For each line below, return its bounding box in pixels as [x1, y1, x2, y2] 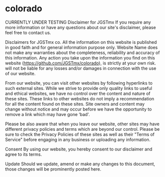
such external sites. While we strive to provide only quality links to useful [5, 85, 152, 91]
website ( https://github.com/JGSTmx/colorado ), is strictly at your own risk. [5, 60, 156, 66]
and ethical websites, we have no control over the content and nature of [5, 90, 151, 96]
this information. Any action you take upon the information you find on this [5, 55, 156, 60]
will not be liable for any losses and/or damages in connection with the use [5, 65, 156, 71]
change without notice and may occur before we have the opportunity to [5, 106, 152, 112]
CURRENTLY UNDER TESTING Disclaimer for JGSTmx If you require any [5, 19, 151, 25]
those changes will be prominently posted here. [5, 166, 102, 172]
